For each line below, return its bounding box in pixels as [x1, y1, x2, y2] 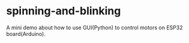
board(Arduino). [6, 30, 46, 37]
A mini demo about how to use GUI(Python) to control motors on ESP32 [6, 24, 183, 31]
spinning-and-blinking [6, 4, 121, 18]
